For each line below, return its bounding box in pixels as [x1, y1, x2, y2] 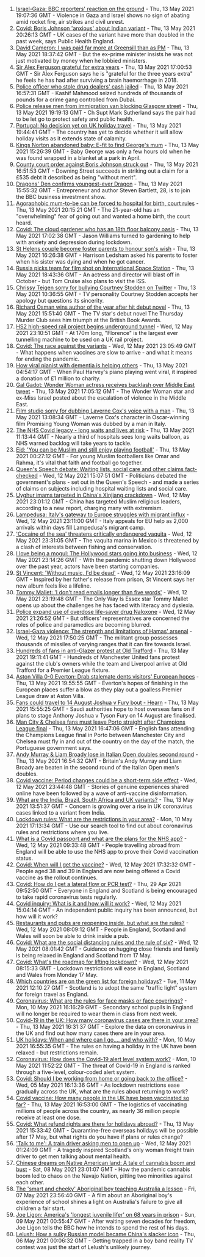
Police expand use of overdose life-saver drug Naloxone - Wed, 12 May [15, 608, 195, 615]
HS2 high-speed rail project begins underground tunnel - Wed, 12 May [15, 323, 193, 330]
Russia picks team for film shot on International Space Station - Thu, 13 [15, 265, 195, 272]
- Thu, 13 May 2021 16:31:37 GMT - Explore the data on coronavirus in [15, 1023, 192, 1030]
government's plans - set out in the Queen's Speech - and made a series [15, 478, 200, 486]
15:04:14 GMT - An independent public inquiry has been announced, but [15, 906, 198, 913]
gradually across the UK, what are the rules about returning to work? [15, 1088, 189, 1095]
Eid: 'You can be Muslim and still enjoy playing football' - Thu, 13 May [15, 446, 190, 453]
